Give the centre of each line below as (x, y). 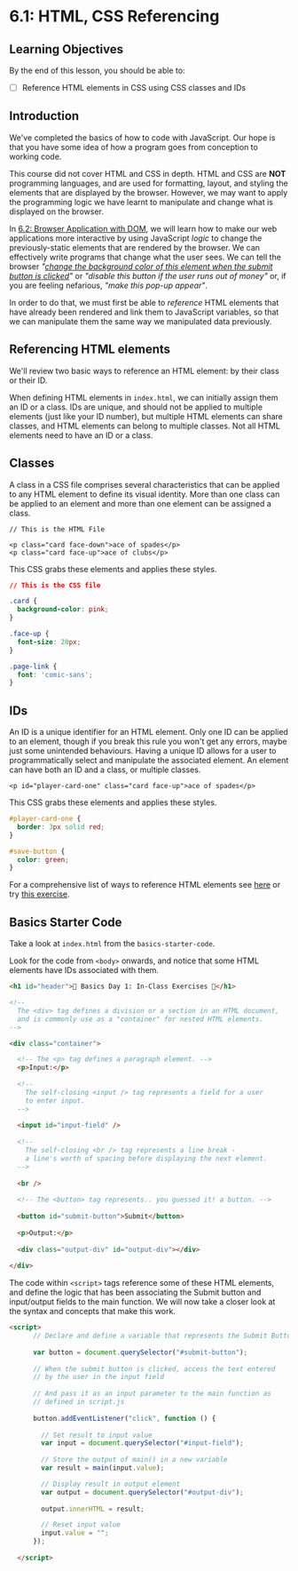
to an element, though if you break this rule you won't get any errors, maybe (148, 742)
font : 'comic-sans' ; (55, 674)
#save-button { (37, 851)
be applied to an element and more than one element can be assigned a (141, 503)
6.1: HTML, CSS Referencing (114, 16)
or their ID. (28, 380)
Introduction (44, 116)
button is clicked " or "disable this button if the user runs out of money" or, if (148, 275)
